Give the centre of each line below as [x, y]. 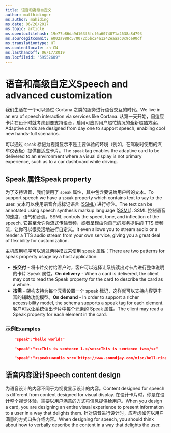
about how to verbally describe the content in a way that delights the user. [83, 425]
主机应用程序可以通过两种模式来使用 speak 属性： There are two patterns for [85, 251]
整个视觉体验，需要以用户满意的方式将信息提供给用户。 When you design [86, 401]
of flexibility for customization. [37, 241]
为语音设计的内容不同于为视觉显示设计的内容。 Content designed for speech [85, 388]
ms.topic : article [25, 29]
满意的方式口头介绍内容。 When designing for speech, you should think [80, 419]
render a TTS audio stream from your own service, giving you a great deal [83, 235]
